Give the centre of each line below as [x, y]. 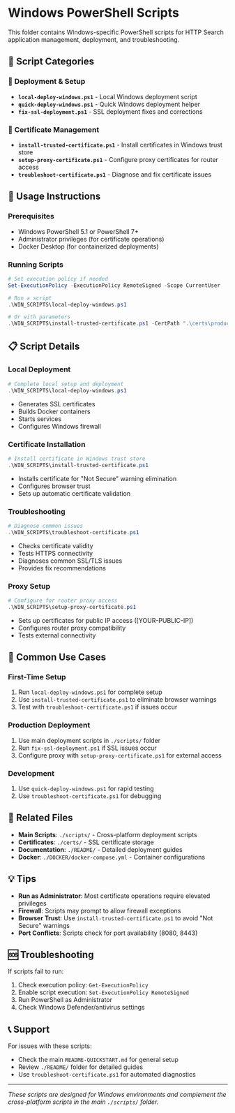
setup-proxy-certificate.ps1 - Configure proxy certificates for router [118, 159]
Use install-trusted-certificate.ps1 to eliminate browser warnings [117, 700]
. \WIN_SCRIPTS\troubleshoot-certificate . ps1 [74, 532]
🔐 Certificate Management [54, 129]
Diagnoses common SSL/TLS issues [70, 561]
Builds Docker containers [54, 411]
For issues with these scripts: [50, 1046]
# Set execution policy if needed [58, 279]
